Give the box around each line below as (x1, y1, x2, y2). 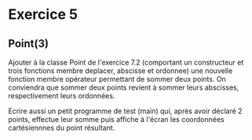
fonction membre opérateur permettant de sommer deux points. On (8, 75, 226, 83)
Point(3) (8, 37, 49, 50)
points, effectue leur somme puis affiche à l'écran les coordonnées (8, 115, 225, 123)
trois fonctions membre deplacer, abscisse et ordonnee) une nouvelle (8, 66, 233, 76)
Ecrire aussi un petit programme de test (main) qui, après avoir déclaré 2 (8, 106, 243, 116)
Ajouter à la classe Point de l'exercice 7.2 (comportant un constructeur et (8, 57, 244, 67)
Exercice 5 (8, 6, 79, 24)
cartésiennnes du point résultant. (8, 123, 115, 132)
